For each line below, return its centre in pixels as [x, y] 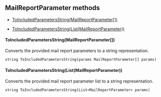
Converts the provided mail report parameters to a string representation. [77, 51]
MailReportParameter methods [52, 8]
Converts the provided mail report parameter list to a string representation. [79, 81]
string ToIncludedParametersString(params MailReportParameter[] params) [81, 60]
